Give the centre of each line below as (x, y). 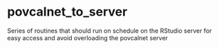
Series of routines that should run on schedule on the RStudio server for (109, 31)
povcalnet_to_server (67, 12)
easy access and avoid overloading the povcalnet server (87, 37)
